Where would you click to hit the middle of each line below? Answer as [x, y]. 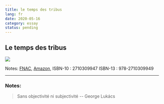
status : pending [21, 28]
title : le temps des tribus [34, 10]
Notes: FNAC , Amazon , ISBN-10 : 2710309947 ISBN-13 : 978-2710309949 [79, 68]
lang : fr [14, 14]
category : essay [21, 23]
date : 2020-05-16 [23, 19]
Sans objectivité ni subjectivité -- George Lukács [66, 96]
